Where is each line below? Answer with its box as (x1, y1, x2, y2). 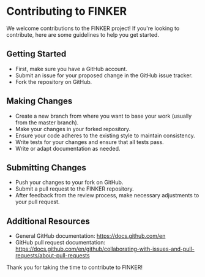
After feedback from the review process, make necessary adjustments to (15, 192, 199, 199)
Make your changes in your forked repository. (15, 125, 131, 132)
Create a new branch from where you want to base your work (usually (15, 112, 192, 120)
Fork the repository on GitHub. (15, 78, 92, 85)
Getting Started (6, 49, 67, 59)
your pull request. (15, 198, 60, 206)
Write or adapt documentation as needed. (15, 145, 121, 152)
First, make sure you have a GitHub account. (15, 65, 127, 72)
